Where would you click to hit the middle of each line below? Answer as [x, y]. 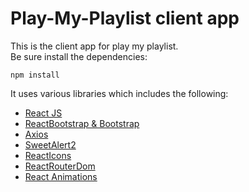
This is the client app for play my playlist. [94, 46]
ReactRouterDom [60, 166]
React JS [43, 113]
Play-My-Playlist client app [125, 18]
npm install [35, 75]
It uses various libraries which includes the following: [119, 93]
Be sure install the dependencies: [79, 56]
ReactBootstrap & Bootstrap [82, 123]
